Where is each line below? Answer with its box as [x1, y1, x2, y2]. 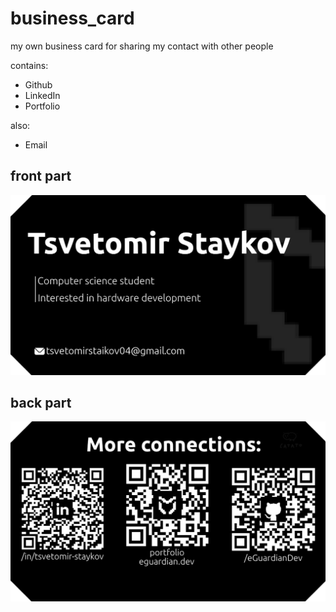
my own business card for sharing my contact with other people [10, 40, 274, 52]
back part [10, 395, 72, 412]
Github [24, 78, 53, 91]
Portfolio [24, 100, 61, 112]
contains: [10, 59, 49, 71]
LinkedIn [24, 89, 61, 101]
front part [10, 168, 72, 185]
